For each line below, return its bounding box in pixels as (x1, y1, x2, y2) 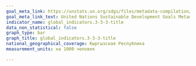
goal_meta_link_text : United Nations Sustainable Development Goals (6, 14, 176, 20)
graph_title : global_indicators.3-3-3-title (6, 35, 116, 41)
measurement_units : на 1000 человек (6, 46, 95, 52)
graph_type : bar (6, 30, 45, 36)
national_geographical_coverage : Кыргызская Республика (6, 41, 145, 47)
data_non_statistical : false (6, 24, 77, 31)
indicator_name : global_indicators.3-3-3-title (6, 19, 124, 25)
